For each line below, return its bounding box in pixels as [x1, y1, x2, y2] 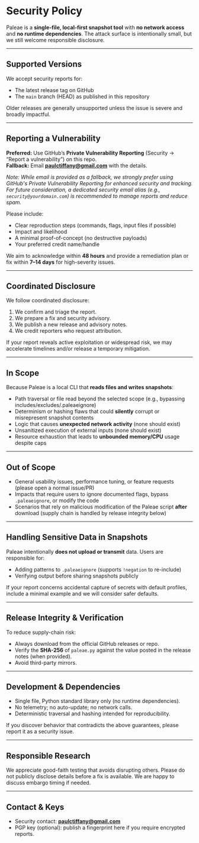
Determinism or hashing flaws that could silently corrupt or [14, 408, 160, 415]
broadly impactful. [6, 110, 51, 118]
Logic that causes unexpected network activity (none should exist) [14, 421, 181, 428]
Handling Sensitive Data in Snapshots [6, 532, 148, 542]
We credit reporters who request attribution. [14, 327, 123, 334]
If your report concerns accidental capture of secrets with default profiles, [6, 583, 188, 591]
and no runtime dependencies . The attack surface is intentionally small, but [6, 30, 192, 37]
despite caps [14, 440, 47, 447]
